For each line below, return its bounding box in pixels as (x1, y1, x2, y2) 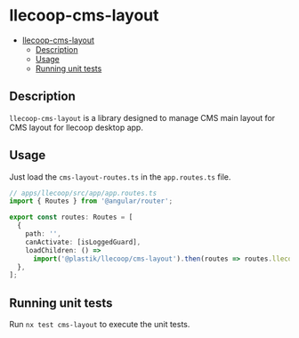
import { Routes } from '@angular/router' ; (9, 197, 174, 205)
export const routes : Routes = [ (9, 213, 133, 222)
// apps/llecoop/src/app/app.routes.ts (9, 189, 158, 197)
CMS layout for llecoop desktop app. (9, 122, 144, 133)
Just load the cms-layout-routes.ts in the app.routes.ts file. (9, 171, 231, 182)
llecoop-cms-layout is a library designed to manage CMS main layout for (9, 112, 276, 123)
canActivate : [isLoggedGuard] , (25, 237, 141, 246)
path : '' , (25, 229, 62, 238)
